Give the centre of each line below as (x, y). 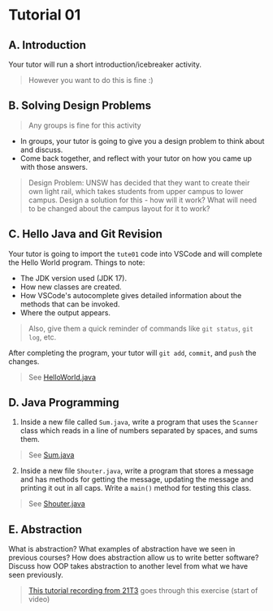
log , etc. (42, 337)
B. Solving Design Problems (80, 106)
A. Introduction (48, 45)
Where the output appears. (65, 312)
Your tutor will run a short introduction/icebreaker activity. (105, 64)
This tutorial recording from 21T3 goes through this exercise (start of (143, 591)
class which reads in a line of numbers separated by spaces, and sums (139, 431)
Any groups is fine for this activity (84, 125)
